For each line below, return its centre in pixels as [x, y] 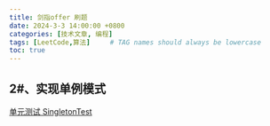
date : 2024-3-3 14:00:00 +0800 [67, 26]
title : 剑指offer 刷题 [48, 17]
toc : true [28, 51]
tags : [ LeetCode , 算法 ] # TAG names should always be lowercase [135, 42]
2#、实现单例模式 [58, 88]
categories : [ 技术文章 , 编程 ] [61, 34]
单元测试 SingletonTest [51, 111]
